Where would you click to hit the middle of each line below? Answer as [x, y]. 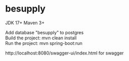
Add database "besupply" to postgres [45, 32]
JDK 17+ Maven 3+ [25, 23]
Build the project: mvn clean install [41, 38]
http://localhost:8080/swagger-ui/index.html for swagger [64, 53]
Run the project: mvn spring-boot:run [44, 43]
